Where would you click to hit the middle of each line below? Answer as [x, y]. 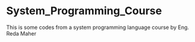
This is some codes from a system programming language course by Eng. [98, 27]
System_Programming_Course [84, 11]
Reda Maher [21, 33]
